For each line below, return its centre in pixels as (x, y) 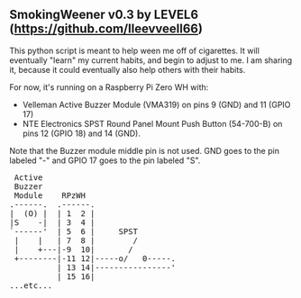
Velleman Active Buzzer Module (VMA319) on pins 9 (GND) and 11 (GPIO (156, 104)
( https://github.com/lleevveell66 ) (106, 29)
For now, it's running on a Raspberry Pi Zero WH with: (109, 87)
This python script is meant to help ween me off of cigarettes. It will (134, 50)
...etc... (31, 285)
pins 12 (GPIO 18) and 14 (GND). (82, 133)
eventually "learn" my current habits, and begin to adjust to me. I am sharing (151, 60)
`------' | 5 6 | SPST (73, 231)
